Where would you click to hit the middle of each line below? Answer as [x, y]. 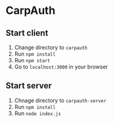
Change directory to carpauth [51, 47]
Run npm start [32, 60]
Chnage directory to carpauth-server [60, 100]
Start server [29, 86]
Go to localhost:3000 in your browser [61, 67]
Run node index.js [38, 113]
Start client [27, 33]
